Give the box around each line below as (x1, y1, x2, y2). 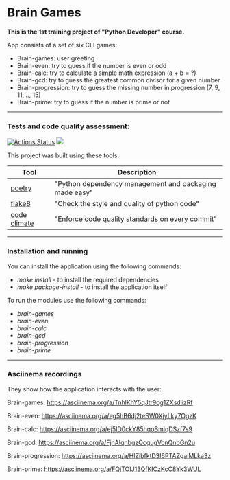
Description (117, 168, 157, 177)
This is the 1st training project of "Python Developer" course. (7, 27, 185, 36)
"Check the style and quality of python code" (54, 199, 200, 209)
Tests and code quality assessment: (7, 122, 130, 131)
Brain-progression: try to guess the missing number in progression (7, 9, (16, 83, 220, 91)
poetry (10, 183, 32, 193)
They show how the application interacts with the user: (7, 385, 162, 393)
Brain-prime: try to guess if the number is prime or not (16, 98, 170, 106)
